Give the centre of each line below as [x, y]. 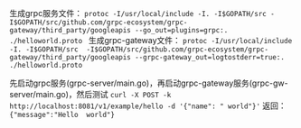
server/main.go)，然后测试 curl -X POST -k [90, 94]
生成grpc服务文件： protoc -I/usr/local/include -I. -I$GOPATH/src [138, 13]
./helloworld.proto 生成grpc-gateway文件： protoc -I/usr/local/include [151, 40]
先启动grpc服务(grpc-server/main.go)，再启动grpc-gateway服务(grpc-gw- [149, 83]
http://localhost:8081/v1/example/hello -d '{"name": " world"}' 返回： [148, 105]
